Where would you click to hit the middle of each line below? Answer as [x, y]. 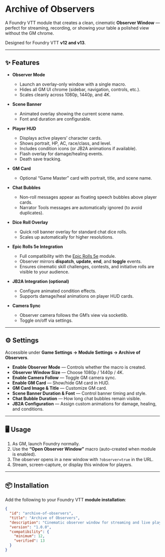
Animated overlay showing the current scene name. [72, 114]
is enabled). [24, 454]
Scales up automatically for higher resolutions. [67, 237]
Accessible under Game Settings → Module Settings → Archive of [73, 352]
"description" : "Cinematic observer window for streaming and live [80, 523]
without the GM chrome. [30, 33]
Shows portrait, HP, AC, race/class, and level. [65, 143]
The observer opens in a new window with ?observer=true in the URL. [83, 460]
